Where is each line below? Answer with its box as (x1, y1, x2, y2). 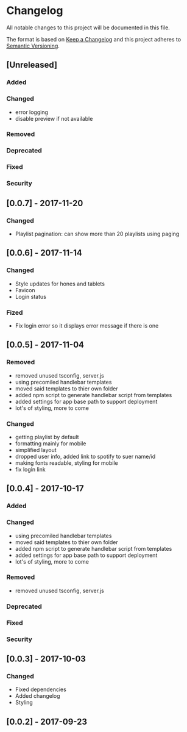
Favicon (15, 286, 35, 293)
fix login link (15, 465, 46, 473)
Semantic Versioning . (6, 42, 60, 49)
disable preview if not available (15, 115, 93, 122)
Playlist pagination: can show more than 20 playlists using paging (15, 230, 180, 237)
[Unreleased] (6, 60, 58, 70)
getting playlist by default (15, 433, 79, 440)
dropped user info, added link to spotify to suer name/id (15, 453, 156, 460)
